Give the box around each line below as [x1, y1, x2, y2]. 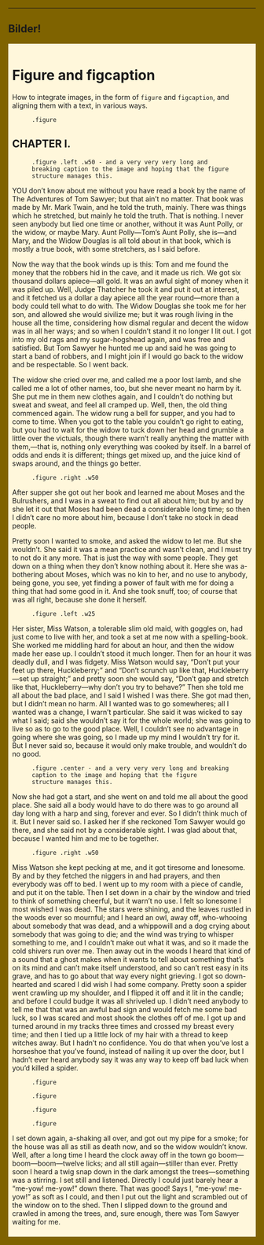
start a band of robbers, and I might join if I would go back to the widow [12, 351, 244, 361]
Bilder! [8, 22, 42, 35]
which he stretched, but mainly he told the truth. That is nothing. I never [12, 211, 244, 220]
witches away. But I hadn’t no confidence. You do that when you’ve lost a [12, 1038, 249, 1048]
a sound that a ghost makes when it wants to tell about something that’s [12, 954, 244, 963]
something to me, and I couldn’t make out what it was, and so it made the [12, 937, 249, 947]
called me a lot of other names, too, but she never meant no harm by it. [12, 383, 242, 392]
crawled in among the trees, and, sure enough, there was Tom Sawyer [12, 1208, 240, 1218]
